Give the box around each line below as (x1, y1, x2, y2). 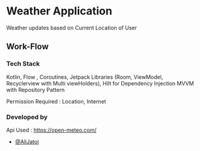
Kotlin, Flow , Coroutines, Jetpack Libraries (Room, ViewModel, (6, 73, 163, 81)
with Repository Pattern (6, 86, 65, 93)
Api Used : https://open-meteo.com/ (6, 126, 97, 134)
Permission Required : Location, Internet (6, 97, 106, 105)
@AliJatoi (15, 138, 39, 145)
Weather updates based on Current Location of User (6, 24, 137, 31)
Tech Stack (6, 60, 40, 68)
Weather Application (6, 4, 113, 18)
